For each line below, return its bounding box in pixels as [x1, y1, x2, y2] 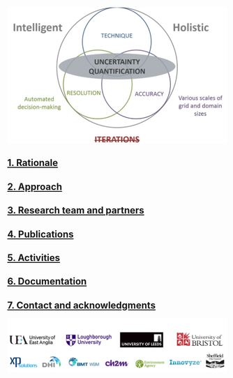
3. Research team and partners [7, 204, 144, 216]
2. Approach [7, 181, 63, 192]
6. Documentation [7, 275, 87, 287]
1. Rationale [7, 157, 59, 169]
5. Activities [7, 252, 61, 264]
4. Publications [7, 228, 74, 240]
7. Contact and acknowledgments [7, 299, 156, 311]
